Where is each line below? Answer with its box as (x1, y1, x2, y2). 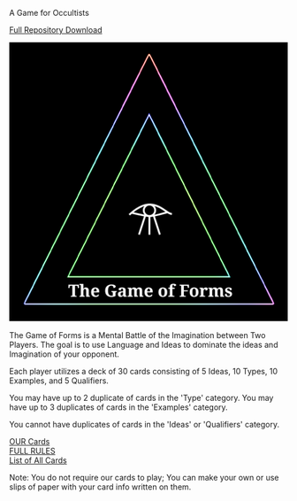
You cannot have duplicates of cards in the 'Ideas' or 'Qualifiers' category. (9, 420, 280, 429)
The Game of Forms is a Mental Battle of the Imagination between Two (9, 330, 266, 340)
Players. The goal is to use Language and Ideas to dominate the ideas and (9, 340, 278, 350)
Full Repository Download (9, 25, 103, 35)
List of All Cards (9, 455, 68, 466)
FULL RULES (9, 446, 56, 456)
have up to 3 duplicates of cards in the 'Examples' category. (9, 402, 228, 412)
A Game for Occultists (9, 8, 90, 18)
